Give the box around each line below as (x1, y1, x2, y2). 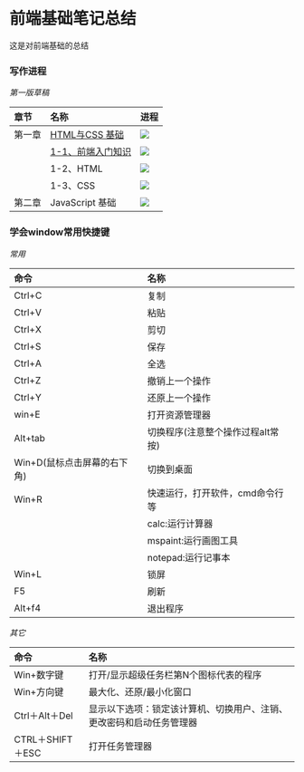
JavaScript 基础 (50, 197, 117, 209)
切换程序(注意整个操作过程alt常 (147, 425, 280, 438)
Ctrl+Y (14, 391, 43, 403)
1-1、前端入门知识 (50, 146, 132, 159)
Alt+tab (14, 431, 45, 444)
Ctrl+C (14, 289, 43, 302)
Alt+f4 (14, 602, 42, 614)
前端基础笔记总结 (9, 8, 138, 29)
